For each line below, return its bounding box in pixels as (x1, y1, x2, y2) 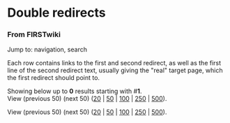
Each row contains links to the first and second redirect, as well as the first (7, 59, 222, 67)
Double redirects (7, 5, 106, 21)
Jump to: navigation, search (7, 45, 87, 54)
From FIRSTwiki (7, 30, 61, 40)
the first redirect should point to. (7, 74, 100, 82)
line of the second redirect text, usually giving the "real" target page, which (7, 66, 223, 74)
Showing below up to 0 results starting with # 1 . (7, 87, 142, 95)
